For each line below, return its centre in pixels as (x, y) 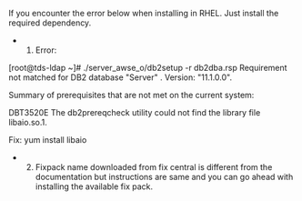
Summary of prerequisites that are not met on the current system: (131, 95)
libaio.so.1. (28, 122)
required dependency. (50, 23)
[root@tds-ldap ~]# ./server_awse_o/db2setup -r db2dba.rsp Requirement (148, 68)
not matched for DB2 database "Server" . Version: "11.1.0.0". (121, 77)
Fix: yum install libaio (48, 140)
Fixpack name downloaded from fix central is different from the (154, 167)
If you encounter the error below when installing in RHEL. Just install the (144, 13)
